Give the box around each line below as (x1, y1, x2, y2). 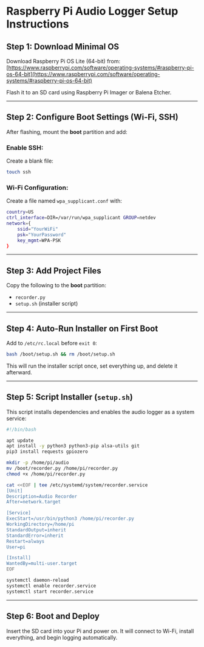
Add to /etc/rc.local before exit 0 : (6, 340, 97, 347)
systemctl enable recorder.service (6, 582, 97, 589)
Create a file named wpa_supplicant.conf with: (6, 197, 123, 205)
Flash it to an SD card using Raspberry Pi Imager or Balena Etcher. (6, 89, 172, 96)
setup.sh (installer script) (15, 300, 78, 307)
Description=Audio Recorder (6, 493, 78, 500)
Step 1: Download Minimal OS (6, 41, 120, 52)
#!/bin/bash (6, 426, 36, 433)
